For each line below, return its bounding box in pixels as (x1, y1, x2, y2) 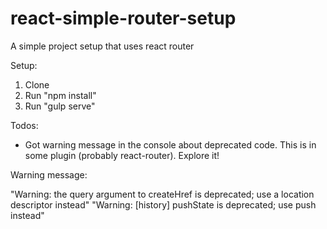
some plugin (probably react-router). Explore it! (24, 149, 220, 161)
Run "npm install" (24, 89, 97, 101)
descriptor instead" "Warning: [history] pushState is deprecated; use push (10, 198, 317, 211)
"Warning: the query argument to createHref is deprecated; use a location (10, 188, 315, 200)
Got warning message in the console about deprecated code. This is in (24, 138, 317, 151)
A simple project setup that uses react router (10, 40, 195, 52)
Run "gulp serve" (24, 100, 96, 112)
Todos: (10, 119, 39, 131)
